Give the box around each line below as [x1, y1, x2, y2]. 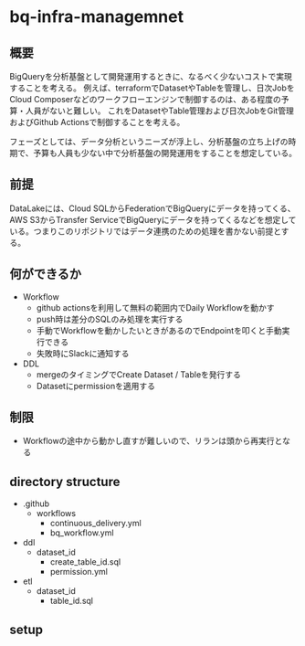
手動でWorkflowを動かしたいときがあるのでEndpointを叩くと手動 [36, 324, 282, 335]
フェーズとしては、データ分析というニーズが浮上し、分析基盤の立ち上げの [9, 136, 289, 147]
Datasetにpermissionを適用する [36, 380, 155, 391]
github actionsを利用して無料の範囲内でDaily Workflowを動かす [36, 302, 276, 312]
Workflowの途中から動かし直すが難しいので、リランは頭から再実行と [22, 436, 283, 447]
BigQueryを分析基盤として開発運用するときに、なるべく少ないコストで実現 [9, 71, 292, 81]
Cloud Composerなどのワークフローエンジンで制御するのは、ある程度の [9, 94, 281, 104]
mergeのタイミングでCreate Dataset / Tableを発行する [36, 368, 242, 380]
